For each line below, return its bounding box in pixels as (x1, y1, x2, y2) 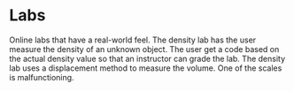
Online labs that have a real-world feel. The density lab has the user (9, 34, 257, 45)
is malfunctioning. (9, 72, 74, 82)
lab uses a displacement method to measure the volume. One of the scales (9, 63, 282, 73)
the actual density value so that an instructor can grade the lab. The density (9, 53, 286, 64)
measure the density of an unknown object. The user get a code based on (9, 43, 280, 54)
